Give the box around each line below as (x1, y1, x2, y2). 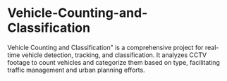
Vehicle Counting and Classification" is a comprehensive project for (7, 43, 204, 51)
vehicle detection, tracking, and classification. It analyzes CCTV (21, 51, 207, 59)
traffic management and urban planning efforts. (7, 66, 146, 74)
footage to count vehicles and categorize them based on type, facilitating (7, 58, 221, 66)
